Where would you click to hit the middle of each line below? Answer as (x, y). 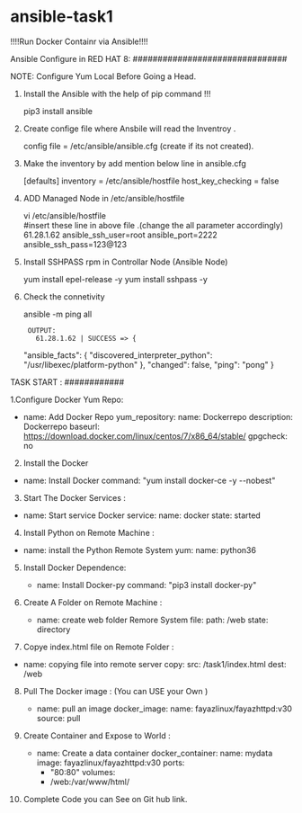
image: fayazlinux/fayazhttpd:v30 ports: (111, 763)
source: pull (58, 718)
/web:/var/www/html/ (89, 782)
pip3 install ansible (58, 111)
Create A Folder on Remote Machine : (93, 602)
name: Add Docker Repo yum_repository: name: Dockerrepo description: (158, 416)
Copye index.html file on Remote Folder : (98, 647)
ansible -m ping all (58, 314)
